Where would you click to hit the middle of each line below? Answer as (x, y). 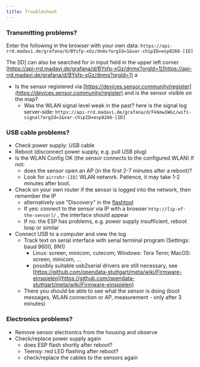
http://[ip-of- (167, 209)
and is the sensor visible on (158, 92)
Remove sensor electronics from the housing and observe (86, 332)
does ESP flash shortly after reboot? (68, 345)
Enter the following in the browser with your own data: (73, 45)
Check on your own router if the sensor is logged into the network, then (103, 190)
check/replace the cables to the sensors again (81, 357)
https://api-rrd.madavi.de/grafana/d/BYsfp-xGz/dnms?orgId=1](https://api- (100, 69)
